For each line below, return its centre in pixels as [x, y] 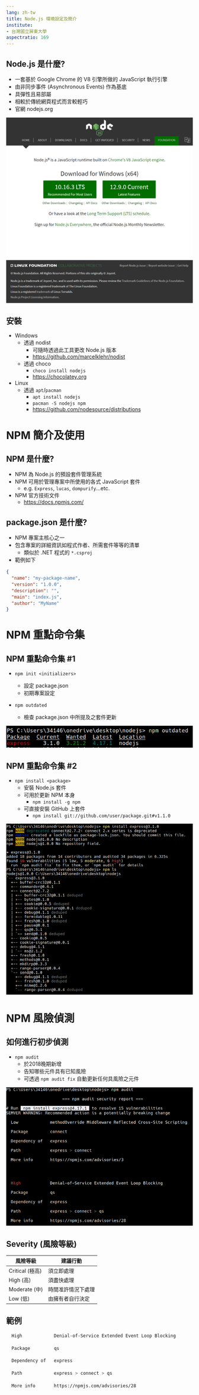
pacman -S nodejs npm [59, 403]
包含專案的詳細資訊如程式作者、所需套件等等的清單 [77, 545]
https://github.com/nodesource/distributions [86, 409]
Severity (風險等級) [41, 1244]
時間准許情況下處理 [72, 1289]
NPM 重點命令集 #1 [41, 659]
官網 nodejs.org [34, 109]
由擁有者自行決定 [69, 1299]
